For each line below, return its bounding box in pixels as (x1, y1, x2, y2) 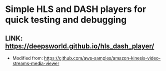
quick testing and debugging (5, 14, 127, 25)
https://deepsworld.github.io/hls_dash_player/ (5, 41, 155, 50)
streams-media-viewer (12, 60, 60, 66)
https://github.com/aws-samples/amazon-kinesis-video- (44, 55, 161, 61)
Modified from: (12, 55, 43, 61)
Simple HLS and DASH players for (5, 3, 146, 15)
